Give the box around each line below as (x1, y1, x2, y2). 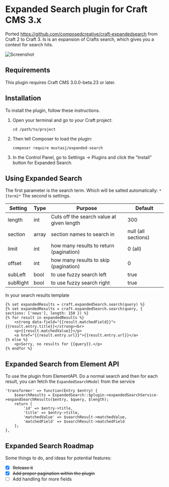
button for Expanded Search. (12, 160, 73, 166)
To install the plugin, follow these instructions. (5, 107, 101, 113)
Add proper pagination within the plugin (12, 470, 95, 476)
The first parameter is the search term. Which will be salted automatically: (5, 187, 158, 193)
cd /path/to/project (12, 127, 56, 132)
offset (8, 260, 22, 267)
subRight (8, 280, 29, 287)
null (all (127, 228, 145, 235)
